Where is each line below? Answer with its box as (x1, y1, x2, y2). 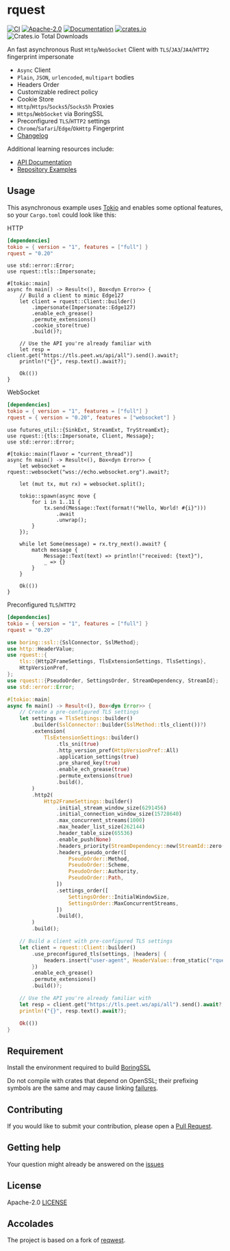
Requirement (7, 1045, 64, 1057)
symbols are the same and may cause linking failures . (7, 1084, 159, 1092)
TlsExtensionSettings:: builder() (43, 734, 139, 741)
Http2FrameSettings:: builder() (43, 798, 133, 805)
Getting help (7, 1142, 61, 1154)
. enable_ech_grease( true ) (55, 766, 130, 773)
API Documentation (16, 158, 72, 166)
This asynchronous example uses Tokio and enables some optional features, (7, 203, 223, 211)
